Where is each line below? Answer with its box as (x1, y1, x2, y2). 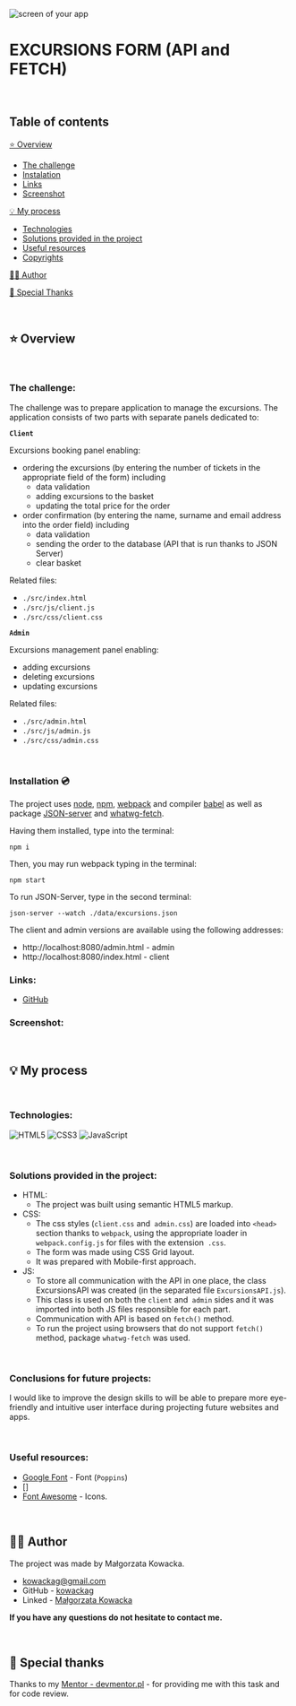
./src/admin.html (21, 717, 88, 726)
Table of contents (9, 115, 109, 130)
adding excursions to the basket (35, 490, 155, 501)
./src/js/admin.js (21, 726, 91, 735)
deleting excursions (21, 671, 96, 681)
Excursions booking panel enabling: (9, 445, 141, 455)
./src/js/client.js (21, 603, 96, 612)
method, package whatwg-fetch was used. (35, 1332, 190, 1344)
